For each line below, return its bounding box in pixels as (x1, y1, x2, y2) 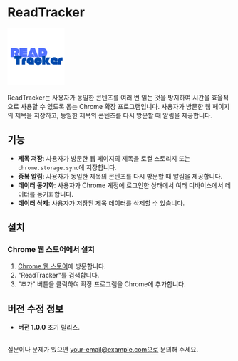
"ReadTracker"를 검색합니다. (17, 271, 100, 280)
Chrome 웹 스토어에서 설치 (7, 245, 95, 255)
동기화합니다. (36, 189, 73, 198)
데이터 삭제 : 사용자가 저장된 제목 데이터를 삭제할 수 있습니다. (17, 199, 185, 207)
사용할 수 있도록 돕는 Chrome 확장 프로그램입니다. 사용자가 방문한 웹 (20, 102, 212, 110)
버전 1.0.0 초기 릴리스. (17, 323, 81, 332)
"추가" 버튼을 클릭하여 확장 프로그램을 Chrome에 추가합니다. (17, 280, 187, 288)
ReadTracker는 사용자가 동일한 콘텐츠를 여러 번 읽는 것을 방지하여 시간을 (7, 93, 210, 102)
